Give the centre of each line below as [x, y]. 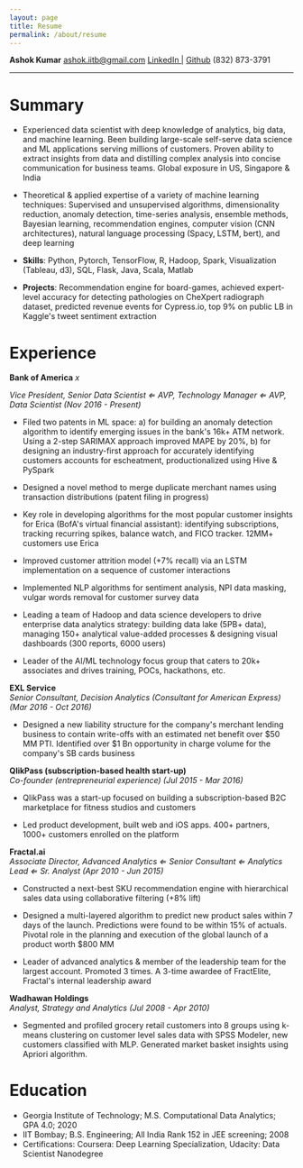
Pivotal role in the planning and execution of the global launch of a [145, 935]
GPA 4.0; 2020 [50, 1125]
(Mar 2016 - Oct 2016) [50, 707]
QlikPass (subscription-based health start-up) [98, 771]
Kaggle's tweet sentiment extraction [90, 316]
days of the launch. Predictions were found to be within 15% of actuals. [154, 926]
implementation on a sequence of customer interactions [126, 570]
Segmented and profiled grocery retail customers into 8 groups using [151, 1026]
